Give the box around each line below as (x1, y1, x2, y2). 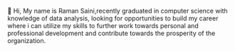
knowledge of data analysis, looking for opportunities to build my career (7, 14, 219, 22)
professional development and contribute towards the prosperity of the (7, 29, 216, 37)
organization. (7, 37, 46, 45)
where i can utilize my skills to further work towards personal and (7, 22, 199, 30)
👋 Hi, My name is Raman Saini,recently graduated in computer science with (7, 7, 228, 15)
